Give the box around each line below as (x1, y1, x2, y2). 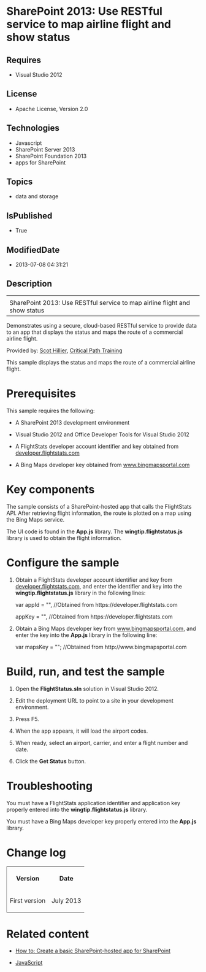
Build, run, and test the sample (6, 665, 165, 679)
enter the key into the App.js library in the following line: (15, 631, 158, 639)
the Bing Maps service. (6, 515, 65, 523)
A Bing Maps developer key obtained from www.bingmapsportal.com (15, 461, 190, 468)
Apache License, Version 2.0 (15, 105, 88, 112)
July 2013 (51, 896, 82, 904)
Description (6, 279, 52, 289)
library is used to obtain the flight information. (6, 534, 122, 541)
